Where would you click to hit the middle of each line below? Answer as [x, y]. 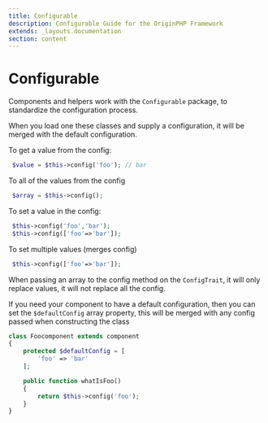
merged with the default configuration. [73, 134]
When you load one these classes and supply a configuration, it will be [127, 126]
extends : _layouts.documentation [65, 31]
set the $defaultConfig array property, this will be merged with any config [132, 312]
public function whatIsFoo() [72, 381]
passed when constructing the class [69, 321]
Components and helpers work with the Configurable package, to [118, 102]
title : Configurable [43, 16]
